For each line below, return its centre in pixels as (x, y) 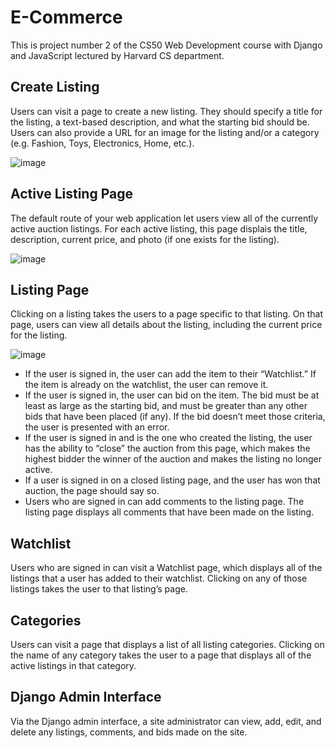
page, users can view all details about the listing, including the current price (166, 325)
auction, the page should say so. (92, 491)
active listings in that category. (73, 665)
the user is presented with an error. (97, 427)
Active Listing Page (71, 194)
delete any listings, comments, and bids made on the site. (129, 732)
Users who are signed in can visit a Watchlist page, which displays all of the (166, 568)
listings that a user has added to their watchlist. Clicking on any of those (159, 578)
